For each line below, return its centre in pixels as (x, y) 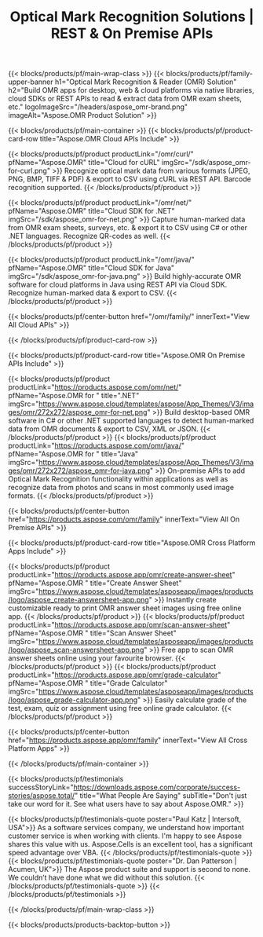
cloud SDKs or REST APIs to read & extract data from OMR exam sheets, (125, 99)
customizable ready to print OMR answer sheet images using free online (125, 608)
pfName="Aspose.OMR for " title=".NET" (74, 396)
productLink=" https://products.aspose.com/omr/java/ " (97, 446)
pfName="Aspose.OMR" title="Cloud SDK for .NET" (91, 211)
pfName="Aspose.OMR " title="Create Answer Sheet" (95, 583)
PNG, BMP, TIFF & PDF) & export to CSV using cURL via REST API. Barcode (130, 179)
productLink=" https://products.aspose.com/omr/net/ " (95, 387)
